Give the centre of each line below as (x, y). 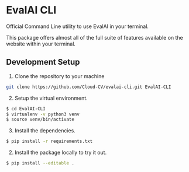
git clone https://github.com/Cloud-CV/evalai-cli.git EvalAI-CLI (89, 87)
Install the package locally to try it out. (61, 153)
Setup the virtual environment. (51, 98)
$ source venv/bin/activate (40, 120)
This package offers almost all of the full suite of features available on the (94, 37)
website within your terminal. (41, 44)
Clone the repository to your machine (59, 76)
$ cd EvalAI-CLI (26, 108)
